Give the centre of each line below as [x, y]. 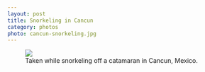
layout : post [27, 14]
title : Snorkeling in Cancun [50, 20]
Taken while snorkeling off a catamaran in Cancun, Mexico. [112, 61]
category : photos [33, 27]
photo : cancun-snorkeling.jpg [52, 34]
